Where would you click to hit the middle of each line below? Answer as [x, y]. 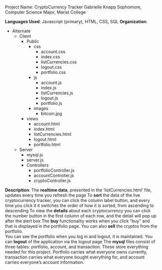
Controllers [37, 165]
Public [33, 41]
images [41, 108]
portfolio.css [53, 72]
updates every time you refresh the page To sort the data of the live [73, 195]
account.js [51, 83]
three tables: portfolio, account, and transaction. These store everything [77, 247]
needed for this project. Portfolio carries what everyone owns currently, [76, 252]
